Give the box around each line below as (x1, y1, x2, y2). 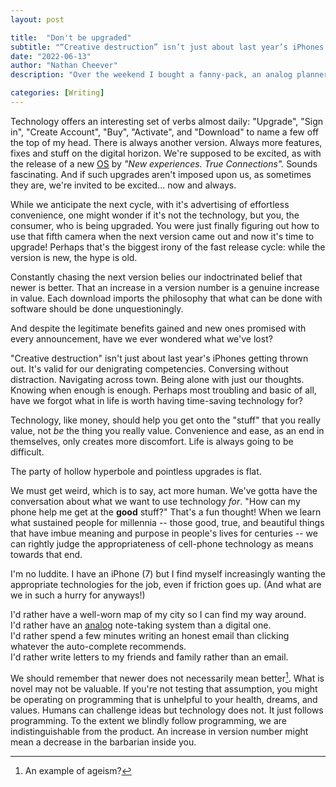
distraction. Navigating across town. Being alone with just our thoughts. (10, 373, 305, 385)
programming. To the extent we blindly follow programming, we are (10, 714, 287, 726)
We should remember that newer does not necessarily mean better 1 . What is (10, 670, 325, 684)
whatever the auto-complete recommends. (10, 640, 187, 652)
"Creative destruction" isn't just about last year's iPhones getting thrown (10, 352, 309, 364)
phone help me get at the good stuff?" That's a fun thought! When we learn (10, 506, 322, 518)
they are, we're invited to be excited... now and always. (10, 179, 237, 191)
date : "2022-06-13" (10, 51, 92, 61)
